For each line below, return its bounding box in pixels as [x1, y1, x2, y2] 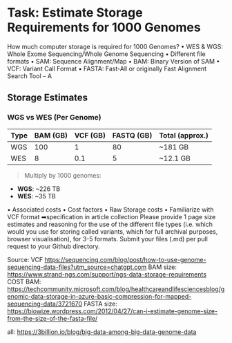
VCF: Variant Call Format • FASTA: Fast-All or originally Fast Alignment [7, 64, 207, 73]
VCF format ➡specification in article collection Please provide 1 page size [7, 212, 216, 221]
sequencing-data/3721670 [7, 299, 83, 308]
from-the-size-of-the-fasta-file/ [7, 314, 98, 322]
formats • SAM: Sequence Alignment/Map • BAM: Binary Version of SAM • [7, 57, 220, 65]
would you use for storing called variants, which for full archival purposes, [7, 227, 218, 236]
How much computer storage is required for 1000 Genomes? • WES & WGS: [7, 42, 223, 50]
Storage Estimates [7, 92, 88, 104]
